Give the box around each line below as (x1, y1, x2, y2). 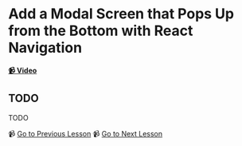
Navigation (8, 39, 82, 57)
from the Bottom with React (8, 22, 193, 40)
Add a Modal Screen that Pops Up (8, 5, 235, 23)
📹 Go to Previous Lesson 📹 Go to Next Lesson (8, 128, 163, 138)
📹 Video (8, 65, 37, 75)
